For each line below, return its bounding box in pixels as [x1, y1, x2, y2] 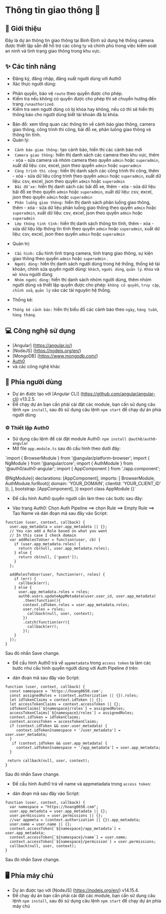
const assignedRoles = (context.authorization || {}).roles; [9, 693, 139, 698]
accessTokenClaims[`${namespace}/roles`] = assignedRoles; [9, 710, 134, 715]
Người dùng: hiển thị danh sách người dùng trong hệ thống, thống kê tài [14, 261, 160, 267]
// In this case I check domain [9, 533, 77, 538]
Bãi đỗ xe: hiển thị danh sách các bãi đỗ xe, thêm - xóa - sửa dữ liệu [14, 183, 156, 189]
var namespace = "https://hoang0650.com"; [9, 804, 99, 809]
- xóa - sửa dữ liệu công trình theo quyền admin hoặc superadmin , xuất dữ [12, 173, 162, 179]
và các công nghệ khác [12, 363, 60, 369]
